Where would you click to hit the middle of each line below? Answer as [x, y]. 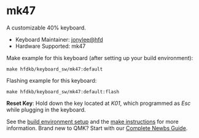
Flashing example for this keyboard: [52, 80]
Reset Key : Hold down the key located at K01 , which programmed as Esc [99, 103]
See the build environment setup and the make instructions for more [93, 121]
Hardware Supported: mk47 [50, 46]
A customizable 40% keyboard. [46, 28]
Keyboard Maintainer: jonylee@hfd [59, 39]
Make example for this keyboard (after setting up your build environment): [100, 58]
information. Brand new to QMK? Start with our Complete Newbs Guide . [97, 128]
